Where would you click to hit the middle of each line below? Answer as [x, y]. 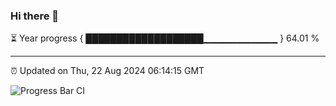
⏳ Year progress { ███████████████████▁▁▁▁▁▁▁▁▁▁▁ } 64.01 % [165, 38]
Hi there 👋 [35, 16]
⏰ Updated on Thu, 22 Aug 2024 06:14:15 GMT [107, 71]
